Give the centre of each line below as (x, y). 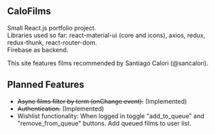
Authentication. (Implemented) (60, 109)
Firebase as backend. (38, 49)
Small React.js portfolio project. (52, 27)
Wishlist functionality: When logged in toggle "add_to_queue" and (111, 115)
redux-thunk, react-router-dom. (52, 42)
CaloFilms (29, 11)
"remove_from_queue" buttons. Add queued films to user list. (104, 123)
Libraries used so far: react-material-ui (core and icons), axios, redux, (106, 35)
